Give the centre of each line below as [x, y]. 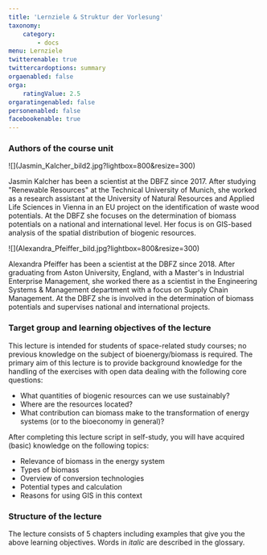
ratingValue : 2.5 [52, 94]
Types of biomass [49, 469]
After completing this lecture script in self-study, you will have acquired [127, 436]
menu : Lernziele [35, 51]
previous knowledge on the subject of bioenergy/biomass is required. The [131, 354]
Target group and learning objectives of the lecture [110, 328]
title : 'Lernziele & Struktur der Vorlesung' [86, 17]
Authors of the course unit [61, 148]
